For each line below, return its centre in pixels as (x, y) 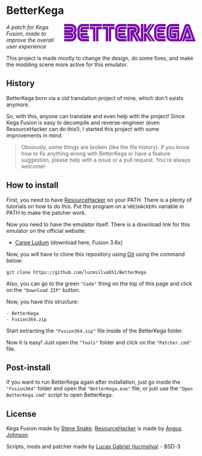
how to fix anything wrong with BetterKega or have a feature (96, 153)
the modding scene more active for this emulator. (67, 65)
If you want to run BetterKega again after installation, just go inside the (93, 382)
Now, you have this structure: (43, 302)
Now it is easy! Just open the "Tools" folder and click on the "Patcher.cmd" (99, 342)
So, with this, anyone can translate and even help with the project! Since (96, 116)
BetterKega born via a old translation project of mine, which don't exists (95, 98)
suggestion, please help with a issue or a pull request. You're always (106, 160)
